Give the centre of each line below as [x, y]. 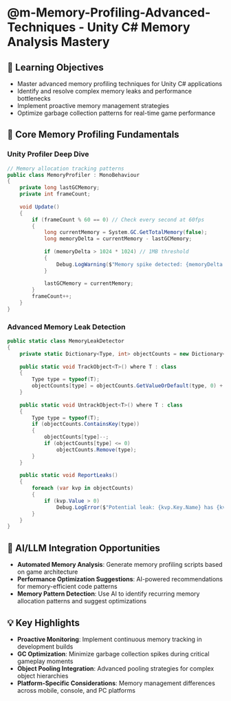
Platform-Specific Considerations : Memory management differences [116, 683]
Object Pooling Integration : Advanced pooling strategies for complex [115, 668]
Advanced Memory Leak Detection [66, 327]
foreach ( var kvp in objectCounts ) [83, 488]
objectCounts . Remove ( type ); [96, 450]
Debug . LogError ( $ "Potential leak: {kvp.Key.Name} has [135, 507]
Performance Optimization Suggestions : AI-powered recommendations [120, 579]
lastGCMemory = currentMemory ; [89, 283]
